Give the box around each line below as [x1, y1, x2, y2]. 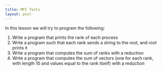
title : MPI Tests [5, 7, 40, 12]
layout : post [5, 12, 32, 17]
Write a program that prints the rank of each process [12, 35, 118, 40]
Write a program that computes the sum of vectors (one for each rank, [12, 55, 154, 61]
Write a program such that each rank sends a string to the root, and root [12, 39, 157, 45]
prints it [12, 45, 28, 51]
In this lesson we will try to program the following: [5, 25, 105, 31]
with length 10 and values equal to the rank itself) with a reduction [12, 60, 145, 66]
